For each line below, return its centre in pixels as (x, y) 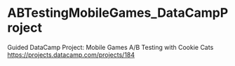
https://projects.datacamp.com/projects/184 (71, 55)
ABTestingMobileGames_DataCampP (118, 13)
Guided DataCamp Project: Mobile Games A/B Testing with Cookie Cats (110, 47)
